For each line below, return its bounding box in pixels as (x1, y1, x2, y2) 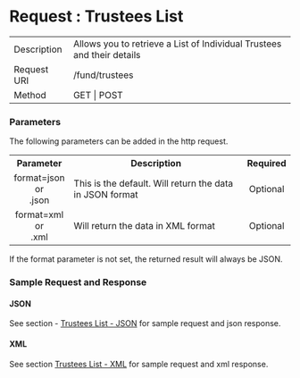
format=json (13, 172, 65, 184)
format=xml (14, 208, 64, 221)
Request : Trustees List (9, 6, 184, 27)
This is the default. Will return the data (73, 177, 234, 189)
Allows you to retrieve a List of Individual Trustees (72, 38, 282, 50)
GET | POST (72, 88, 123, 101)
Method (13, 88, 46, 101)
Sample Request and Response (9, 276, 147, 289)
